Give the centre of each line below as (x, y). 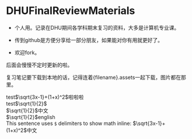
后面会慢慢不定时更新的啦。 (39, 65)
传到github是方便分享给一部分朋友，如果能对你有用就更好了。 (89, 40)
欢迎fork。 (27, 52)
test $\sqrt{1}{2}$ (27, 103)
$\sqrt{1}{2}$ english (31, 117)
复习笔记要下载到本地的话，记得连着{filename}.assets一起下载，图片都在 (94, 77)
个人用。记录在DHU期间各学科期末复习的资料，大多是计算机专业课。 (97, 27)
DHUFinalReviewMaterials (71, 11)
